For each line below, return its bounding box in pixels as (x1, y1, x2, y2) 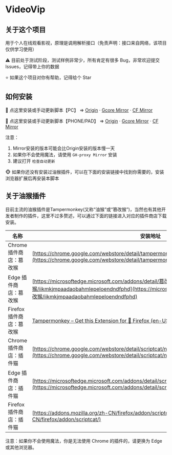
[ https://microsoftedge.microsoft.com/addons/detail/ (32, 278, 160, 285)
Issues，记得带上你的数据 (5, 64, 60, 70)
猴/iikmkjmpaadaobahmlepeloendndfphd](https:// (32, 285, 152, 293)
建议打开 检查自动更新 (12, 158, 55, 164)
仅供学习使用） (5, 46, 37, 52)
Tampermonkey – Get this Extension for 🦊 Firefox (32, 317, 149, 324)
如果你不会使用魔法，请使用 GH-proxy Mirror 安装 (12, 151, 118, 157)
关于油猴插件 (5, 192, 46, 200)
